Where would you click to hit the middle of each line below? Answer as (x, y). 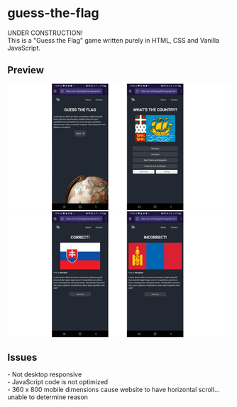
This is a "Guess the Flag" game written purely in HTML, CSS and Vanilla (114, 40)
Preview (26, 70)
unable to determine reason (48, 397)
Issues (22, 357)
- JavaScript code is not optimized (58, 382)
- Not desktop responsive (45, 374)
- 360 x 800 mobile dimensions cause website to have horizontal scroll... (114, 390)
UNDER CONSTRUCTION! (45, 33)
